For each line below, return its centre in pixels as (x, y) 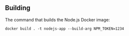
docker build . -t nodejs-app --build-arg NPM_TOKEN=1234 (64, 29)
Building (18, 8)
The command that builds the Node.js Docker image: (57, 19)
